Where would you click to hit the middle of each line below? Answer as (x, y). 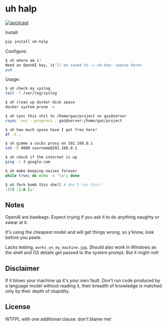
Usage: (13, 79)
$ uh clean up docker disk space (40, 102)
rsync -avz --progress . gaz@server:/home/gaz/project (64, 121)
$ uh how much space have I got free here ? (51, 130)
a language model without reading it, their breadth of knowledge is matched (83, 286)
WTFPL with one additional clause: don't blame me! (58, 319)
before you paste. (23, 238)
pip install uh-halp (27, 41)
